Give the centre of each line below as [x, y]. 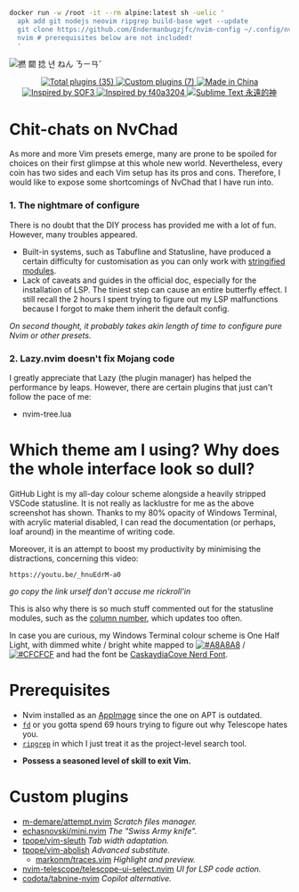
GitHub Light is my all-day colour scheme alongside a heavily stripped [138, 493]
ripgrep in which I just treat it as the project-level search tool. [134, 743]
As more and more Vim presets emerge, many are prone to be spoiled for [143, 154]
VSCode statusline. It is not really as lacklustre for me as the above [132, 503]
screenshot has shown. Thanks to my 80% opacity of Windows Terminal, [143, 512]
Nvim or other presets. [50, 335]
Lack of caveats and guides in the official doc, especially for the [139, 280]
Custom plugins [69, 796]
